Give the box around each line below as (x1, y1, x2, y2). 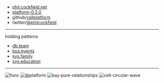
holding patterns (5, 33, 38, 39)
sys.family (12, 53, 33, 59)
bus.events (12, 48, 35, 54)
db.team (12, 43, 29, 49)
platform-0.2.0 (12, 9, 41, 15)
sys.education (12, 58, 41, 64)
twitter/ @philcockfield (12, 19, 57, 25)
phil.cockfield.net (12, 4, 47, 10)
